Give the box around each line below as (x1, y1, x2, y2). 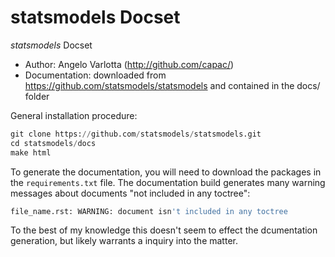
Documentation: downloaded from (24, 69, 167, 81)
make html (10, 147, 52, 158)
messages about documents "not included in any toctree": (10, 187, 251, 199)
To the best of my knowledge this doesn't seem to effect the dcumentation (10, 224, 318, 236)
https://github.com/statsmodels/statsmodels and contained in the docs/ (24, 79, 321, 91)
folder (24, 90, 50, 102)
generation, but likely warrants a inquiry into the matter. (10, 235, 238, 247)
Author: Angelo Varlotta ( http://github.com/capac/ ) (24, 58, 235, 70)
